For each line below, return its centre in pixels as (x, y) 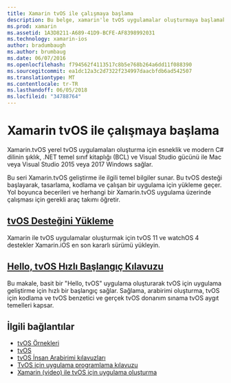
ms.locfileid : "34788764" (44, 97)
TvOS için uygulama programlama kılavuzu (78, 365)
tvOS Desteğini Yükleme (60, 221)
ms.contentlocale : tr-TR (43, 84)
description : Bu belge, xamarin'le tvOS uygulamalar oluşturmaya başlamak (117, 20)
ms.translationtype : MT (41, 77)
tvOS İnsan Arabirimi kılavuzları (61, 358)
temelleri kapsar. (31, 305)
